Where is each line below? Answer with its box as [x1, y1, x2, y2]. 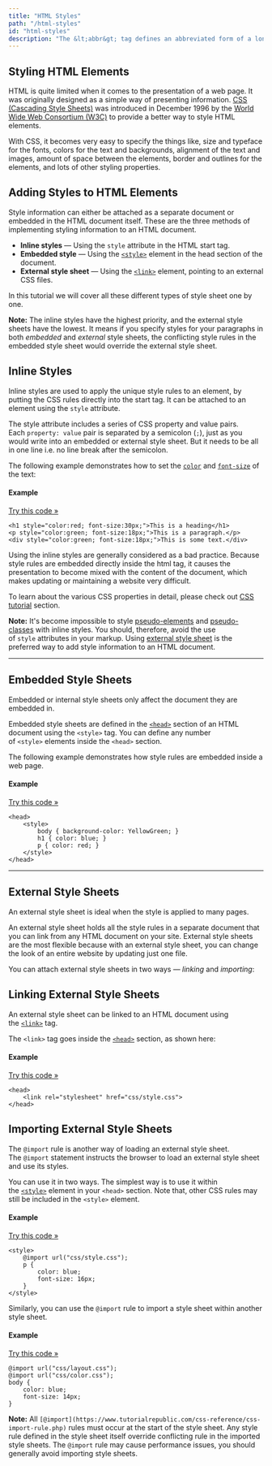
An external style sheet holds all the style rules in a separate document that [8, 923, 260, 932]
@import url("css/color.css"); [8, 1371, 114, 1379]
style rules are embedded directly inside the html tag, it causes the [8, 558, 231, 569]
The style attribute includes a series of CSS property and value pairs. [8, 419, 239, 429]
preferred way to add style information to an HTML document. [8, 642, 216, 651]
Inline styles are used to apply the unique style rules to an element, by [8, 386, 242, 396]
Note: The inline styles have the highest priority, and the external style [8, 314, 243, 325]
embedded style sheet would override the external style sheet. [8, 340, 218, 350]
